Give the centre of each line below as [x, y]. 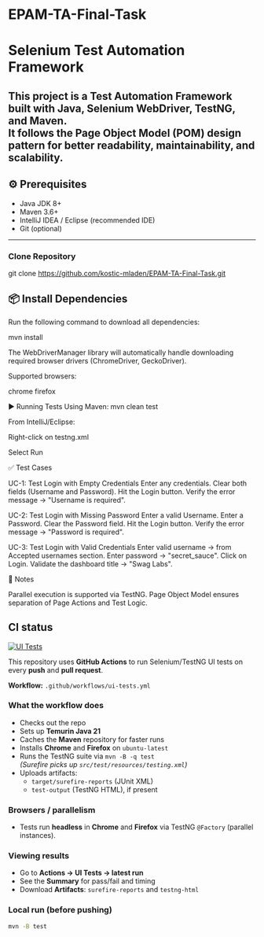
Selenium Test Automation [97, 51]
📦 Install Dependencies [68, 299]
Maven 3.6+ [39, 212]
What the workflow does [56, 706]
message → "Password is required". [66, 532]
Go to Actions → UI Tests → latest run [81, 873]
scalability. [36, 158]
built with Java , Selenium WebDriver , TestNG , [122, 108]
